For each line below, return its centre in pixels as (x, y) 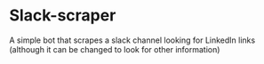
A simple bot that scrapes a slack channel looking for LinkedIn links (132, 40)
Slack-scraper (63, 16)
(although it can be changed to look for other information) (115, 49)
